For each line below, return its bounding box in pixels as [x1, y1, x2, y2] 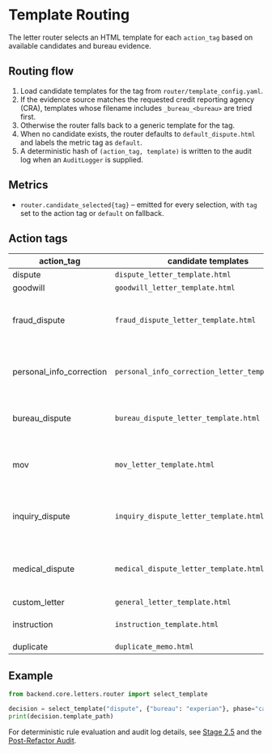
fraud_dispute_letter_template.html [114, 315, 257, 325]
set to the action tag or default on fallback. [19, 208, 164, 218]
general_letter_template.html [114, 598, 232, 607]
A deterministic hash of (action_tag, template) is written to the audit [19, 146, 253, 155]
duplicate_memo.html [114, 642, 194, 652]
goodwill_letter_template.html [114, 283, 236, 293]
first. [19, 112, 36, 121]
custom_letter [12, 597, 65, 608]
